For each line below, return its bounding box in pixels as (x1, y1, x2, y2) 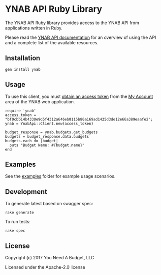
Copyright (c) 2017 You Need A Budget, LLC (5, 255, 95, 260)
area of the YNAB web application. (5, 98, 75, 104)
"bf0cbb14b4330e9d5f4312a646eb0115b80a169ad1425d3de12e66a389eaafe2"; (5, 117, 153, 122)
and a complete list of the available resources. (5, 39, 98, 45)
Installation (5, 54, 40, 62)
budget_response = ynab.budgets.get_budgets (5, 129, 98, 135)
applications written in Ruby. (5, 25, 63, 31)
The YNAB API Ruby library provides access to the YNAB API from (5, 20, 139, 26)
